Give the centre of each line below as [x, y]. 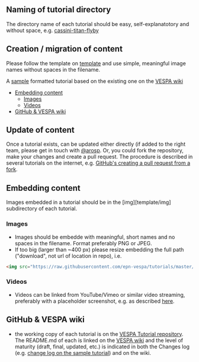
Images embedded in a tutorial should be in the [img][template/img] [89, 202]
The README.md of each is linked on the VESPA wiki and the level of [99, 340]
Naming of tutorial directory [59, 10]
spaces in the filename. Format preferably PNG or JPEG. [83, 243]
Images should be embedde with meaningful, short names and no [95, 237]
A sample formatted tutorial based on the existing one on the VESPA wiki [95, 81]
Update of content [41, 130]
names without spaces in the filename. [53, 69]
